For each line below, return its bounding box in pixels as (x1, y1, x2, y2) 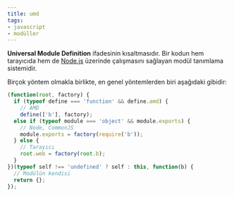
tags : (7, 17, 23, 24)
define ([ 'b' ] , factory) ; (20, 110, 93, 118)
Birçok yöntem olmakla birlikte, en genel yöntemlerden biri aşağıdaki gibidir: (7, 78, 227, 87)
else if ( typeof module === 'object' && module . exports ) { (13, 117, 191, 125)
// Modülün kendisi (13, 170, 71, 177)
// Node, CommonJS (20, 124, 74, 131)
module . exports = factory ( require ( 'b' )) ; (20, 131, 143, 138)
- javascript (7, 23, 46, 30)
